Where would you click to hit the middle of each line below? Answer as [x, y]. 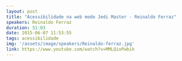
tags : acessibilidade [32, 38]
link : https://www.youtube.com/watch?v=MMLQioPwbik [70, 49]
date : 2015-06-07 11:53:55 [39, 33]
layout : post [22, 11]
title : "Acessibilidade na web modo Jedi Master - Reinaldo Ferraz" [91, 17]
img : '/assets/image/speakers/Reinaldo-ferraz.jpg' [70, 44]
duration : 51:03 [26, 28]
